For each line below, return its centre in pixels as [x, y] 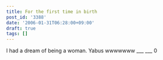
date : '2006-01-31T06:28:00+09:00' [50, 23]
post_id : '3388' [26, 17]
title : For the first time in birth [52, 12]
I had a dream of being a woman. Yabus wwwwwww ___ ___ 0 [82, 50]
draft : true [21, 28]
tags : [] [17, 34]
